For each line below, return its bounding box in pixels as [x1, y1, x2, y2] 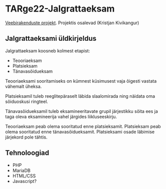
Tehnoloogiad [5, 149, 49, 157]
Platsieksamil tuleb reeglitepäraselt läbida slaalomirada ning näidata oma [5, 93, 155, 99]
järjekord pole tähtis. [5, 134, 48, 140]
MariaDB [12, 167, 31, 173]
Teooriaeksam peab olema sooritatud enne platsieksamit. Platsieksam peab [5, 123, 161, 129]
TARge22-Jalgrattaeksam [5, 3, 115, 15]
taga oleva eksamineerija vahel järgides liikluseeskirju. [5, 113, 117, 119]
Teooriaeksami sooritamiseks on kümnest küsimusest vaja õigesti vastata [5, 78, 157, 84]
